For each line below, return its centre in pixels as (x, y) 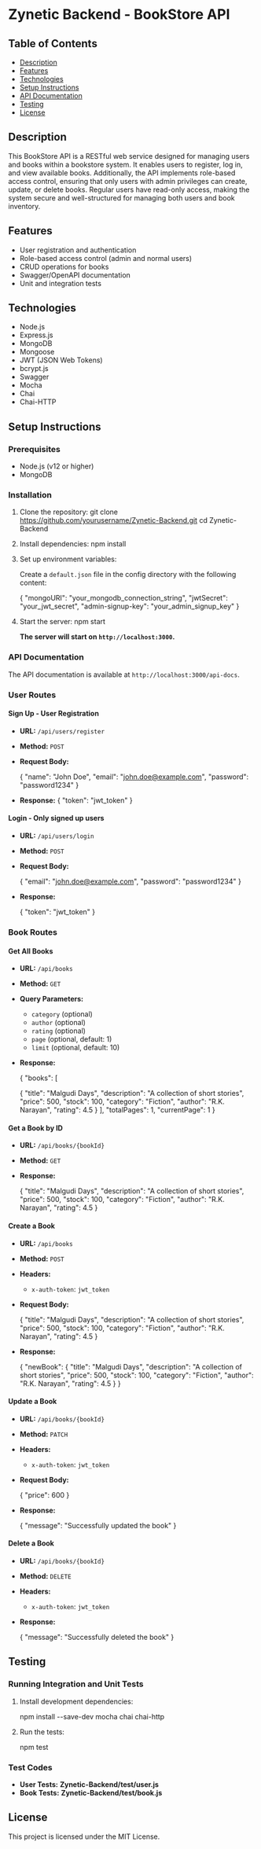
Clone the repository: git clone (68, 512)
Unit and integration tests (61, 283)
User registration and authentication (78, 250)
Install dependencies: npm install (73, 544)
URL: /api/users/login (57, 836)
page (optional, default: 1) (72, 1039)
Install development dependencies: (76, 1701)
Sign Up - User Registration (54, 714)
